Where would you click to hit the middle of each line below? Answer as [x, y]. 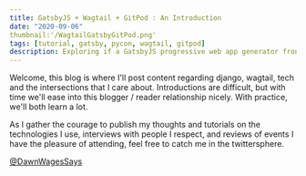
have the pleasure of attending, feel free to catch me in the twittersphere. [147, 144]
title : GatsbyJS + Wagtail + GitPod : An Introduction [116, 18]
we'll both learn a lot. [49, 107]
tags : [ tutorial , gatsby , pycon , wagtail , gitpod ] [107, 43]
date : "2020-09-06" [46, 26]
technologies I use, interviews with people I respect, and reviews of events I [152, 134]
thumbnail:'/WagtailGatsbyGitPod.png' [83, 35]
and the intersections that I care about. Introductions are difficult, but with [148, 88]
